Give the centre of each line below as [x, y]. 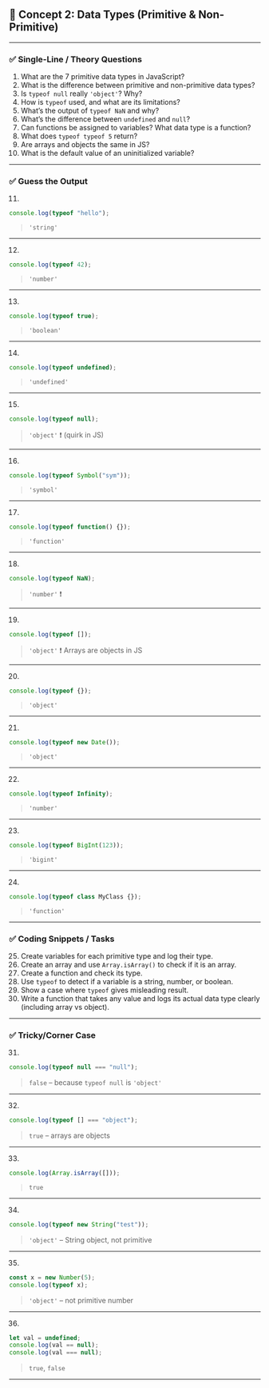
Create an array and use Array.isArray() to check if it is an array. [129, 964]
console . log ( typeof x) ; [49, 1285]
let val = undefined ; [45, 1338]
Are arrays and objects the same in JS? [85, 145]
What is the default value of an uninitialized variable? [107, 154]
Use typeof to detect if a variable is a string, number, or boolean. [127, 981]
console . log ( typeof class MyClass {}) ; [75, 896]
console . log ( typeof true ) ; [54, 317]
